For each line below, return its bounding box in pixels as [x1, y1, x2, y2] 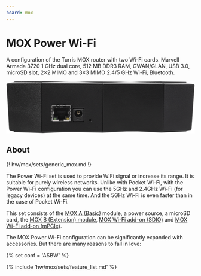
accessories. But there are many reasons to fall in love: [6, 240, 142, 247]
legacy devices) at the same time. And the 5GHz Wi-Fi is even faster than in [6, 192, 193, 199]
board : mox [6, 10, 33, 16]
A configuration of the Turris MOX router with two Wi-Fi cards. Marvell [6, 56, 179, 63]
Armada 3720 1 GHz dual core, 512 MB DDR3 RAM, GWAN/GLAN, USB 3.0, [6, 62, 190, 69]
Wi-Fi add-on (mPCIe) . [6, 222, 62, 229]
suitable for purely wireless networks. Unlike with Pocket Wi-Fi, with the [6, 178, 184, 186]
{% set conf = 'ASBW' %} [6, 251, 69, 259]
